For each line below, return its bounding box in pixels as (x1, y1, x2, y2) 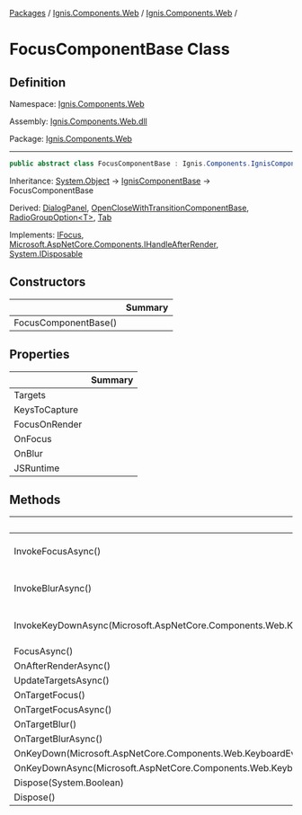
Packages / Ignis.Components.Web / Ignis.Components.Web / (9, 8, 238, 18)
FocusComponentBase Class (9, 40, 231, 59)
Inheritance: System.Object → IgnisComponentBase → (9, 175, 211, 186)
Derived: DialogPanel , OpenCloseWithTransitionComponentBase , (9, 202, 250, 213)
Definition (9, 75, 66, 90)
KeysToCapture (13, 403, 79, 416)
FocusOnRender (13, 418, 83, 430)
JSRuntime (13, 462, 60, 474)
